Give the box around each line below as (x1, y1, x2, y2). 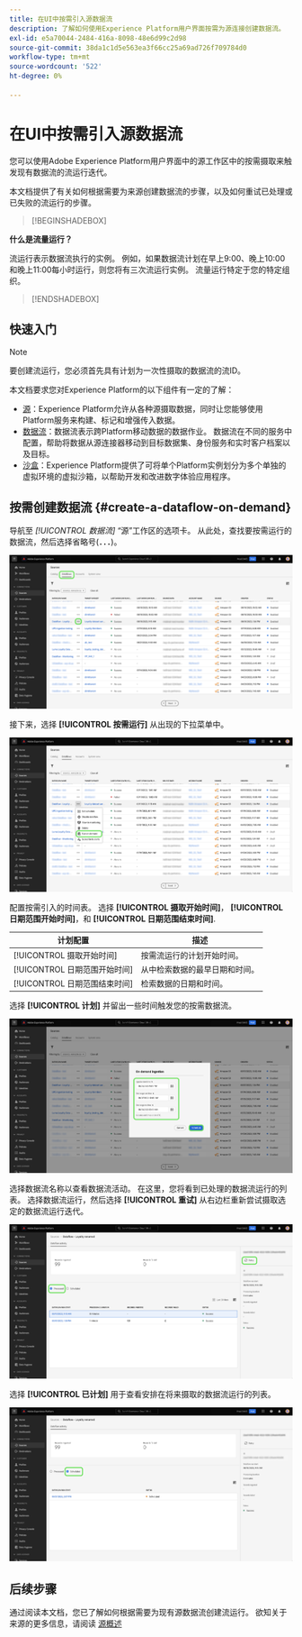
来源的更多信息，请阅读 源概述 (9, 1618, 122, 1629)
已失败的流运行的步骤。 (9, 197, 96, 207)
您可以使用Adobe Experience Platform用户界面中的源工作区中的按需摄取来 (9, 155, 285, 166)
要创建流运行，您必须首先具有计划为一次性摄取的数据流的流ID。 (9, 365, 245, 376)
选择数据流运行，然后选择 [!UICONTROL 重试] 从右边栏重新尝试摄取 (26, 1194, 279, 1205)
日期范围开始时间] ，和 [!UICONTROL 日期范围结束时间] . (9, 913, 217, 924)
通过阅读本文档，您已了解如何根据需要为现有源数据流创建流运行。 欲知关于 (9, 1607, 288, 1618)
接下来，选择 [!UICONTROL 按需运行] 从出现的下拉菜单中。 (9, 718, 229, 729)
